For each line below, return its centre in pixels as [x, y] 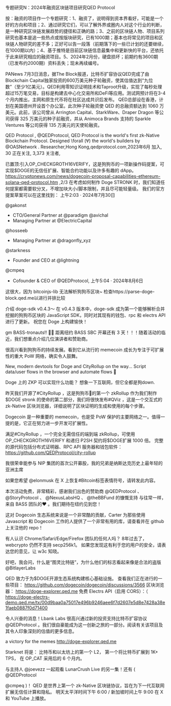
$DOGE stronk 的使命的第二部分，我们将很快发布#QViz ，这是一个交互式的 [84, 400]
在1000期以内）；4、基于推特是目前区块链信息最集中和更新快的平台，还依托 [85, 50]
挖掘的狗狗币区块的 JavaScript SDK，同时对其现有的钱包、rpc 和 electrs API [86, 315]
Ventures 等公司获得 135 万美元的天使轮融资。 [54, 125]
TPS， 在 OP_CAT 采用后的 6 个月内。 [45, 658]
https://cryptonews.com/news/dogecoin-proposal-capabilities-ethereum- [83, 176]
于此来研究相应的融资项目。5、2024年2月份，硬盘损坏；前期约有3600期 [82, 57]
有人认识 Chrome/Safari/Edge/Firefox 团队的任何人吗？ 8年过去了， [76, 539]
